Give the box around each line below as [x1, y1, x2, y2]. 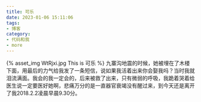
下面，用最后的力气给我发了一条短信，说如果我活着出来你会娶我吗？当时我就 [6, 67, 195, 74]
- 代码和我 [6, 37, 30, 43]
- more [6, 43, 23, 49]
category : [6, 31, 31, 37]
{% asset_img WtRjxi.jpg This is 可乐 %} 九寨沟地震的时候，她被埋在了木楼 [6, 59, 190, 67]
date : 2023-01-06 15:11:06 [6, 14, 74, 20]
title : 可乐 [6, 8, 34, 15]
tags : [6, 20, 20, 26]
